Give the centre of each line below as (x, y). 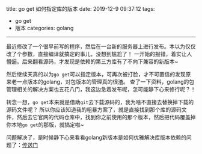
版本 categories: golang (44, 28)
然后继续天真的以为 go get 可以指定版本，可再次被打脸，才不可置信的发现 (96, 74)
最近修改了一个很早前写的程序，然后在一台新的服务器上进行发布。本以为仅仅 (101, 46)
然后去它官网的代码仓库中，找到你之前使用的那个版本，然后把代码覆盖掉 (106, 117)
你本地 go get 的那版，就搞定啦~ (45, 125)
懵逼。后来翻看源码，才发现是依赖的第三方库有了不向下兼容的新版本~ (92, 61)
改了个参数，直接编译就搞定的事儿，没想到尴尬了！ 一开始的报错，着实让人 (99, 54)
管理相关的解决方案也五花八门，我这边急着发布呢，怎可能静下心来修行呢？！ (101, 89)
